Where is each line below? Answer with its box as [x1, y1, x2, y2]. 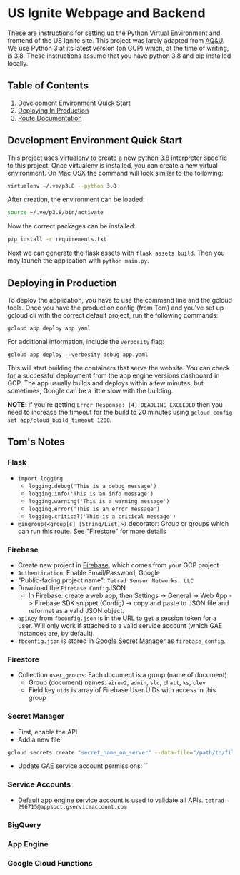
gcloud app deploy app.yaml [7, 325, 91, 332]
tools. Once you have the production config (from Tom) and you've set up [7, 303, 224, 312]
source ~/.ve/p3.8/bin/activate [7, 209, 104, 216]
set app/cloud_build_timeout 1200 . [7, 415, 112, 424]
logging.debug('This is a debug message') [28, 482, 157, 490]
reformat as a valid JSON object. [28, 606, 125, 614]
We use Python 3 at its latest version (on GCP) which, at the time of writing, [7, 44, 229, 52]
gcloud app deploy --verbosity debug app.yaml [7, 351, 149, 358]
